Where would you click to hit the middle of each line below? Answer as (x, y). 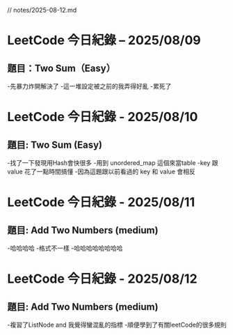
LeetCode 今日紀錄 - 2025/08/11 (101, 202)
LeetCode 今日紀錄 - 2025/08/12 (102, 279)
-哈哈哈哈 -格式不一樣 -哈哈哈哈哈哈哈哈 (65, 248)
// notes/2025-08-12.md (42, 10)
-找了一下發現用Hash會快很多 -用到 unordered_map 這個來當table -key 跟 (113, 163)
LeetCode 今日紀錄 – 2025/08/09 (104, 40)
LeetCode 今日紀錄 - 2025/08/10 (103, 117)
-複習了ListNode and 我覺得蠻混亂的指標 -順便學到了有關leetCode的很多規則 (117, 325)
